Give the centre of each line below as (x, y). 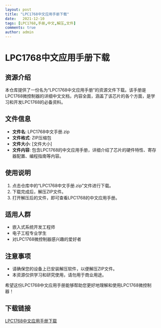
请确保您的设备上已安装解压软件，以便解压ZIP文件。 (65, 269)
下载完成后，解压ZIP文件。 (39, 192)
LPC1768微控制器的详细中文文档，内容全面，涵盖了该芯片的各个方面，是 (78, 96)
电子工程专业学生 (29, 233)
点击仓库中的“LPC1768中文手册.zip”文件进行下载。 (63, 185)
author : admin (20, 32)
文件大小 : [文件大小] (32, 144)
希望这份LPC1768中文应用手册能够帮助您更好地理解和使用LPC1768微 (74, 285)
